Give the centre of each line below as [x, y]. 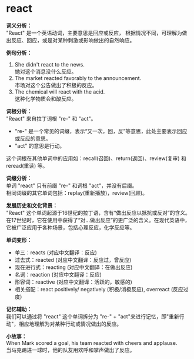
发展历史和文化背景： [32, 205]
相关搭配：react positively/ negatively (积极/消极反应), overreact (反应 [99, 289]
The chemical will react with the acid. [60, 92]
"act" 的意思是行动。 [40, 145]
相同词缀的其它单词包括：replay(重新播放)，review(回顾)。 [77, 192]
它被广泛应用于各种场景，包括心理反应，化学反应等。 [71, 227]
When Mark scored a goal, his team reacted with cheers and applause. [92, 343]
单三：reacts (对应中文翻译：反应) [56, 252]
